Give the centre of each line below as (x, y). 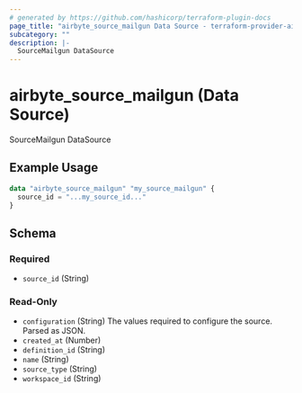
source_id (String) (56, 279)
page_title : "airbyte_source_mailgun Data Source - (108, 26)
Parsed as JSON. (54, 331)
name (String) (45, 360)
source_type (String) (59, 369)
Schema (33, 233)
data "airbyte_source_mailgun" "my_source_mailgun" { (112, 188)
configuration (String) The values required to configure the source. (147, 321)
